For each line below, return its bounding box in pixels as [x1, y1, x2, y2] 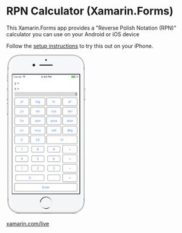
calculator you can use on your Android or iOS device [6, 30, 140, 37]
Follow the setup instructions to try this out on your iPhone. [6, 42, 154, 49]
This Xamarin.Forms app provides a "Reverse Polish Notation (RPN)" [6, 24, 177, 31]
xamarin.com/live [6, 220, 50, 227]
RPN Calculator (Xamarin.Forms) [6, 4, 174, 18]
